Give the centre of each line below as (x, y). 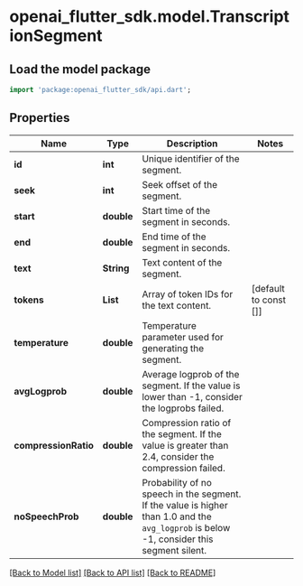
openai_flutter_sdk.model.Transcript (150, 17)
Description (192, 144)
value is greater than (185, 445)
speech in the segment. (192, 494)
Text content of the (182, 262)
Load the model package (80, 69)
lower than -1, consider (193, 396)
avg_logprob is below (186, 527)
